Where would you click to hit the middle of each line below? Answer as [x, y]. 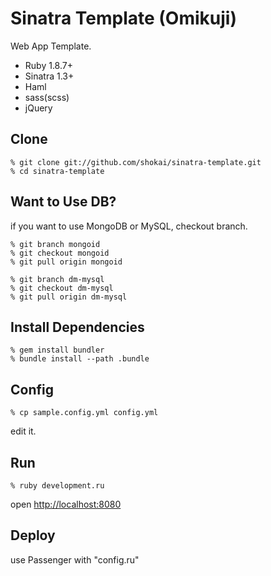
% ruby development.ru [57, 486]
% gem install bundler [57, 350]
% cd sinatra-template [57, 171]
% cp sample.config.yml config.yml [84, 413]
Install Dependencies [77, 327]
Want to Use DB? [63, 202]
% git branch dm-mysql [57, 279]
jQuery [38, 108]
